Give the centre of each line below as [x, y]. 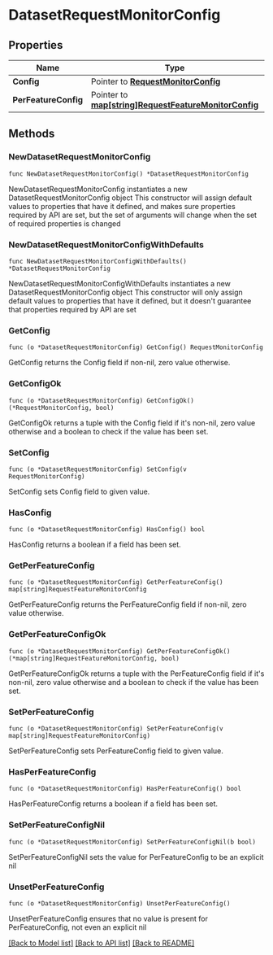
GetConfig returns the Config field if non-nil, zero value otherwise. [119, 363]
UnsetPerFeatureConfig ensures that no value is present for [108, 918]
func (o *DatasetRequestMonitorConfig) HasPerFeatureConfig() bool [125, 789]
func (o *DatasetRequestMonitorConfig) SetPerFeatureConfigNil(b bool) [132, 842]
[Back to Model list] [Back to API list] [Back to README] [102, 943]
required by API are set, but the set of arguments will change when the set [133, 215]
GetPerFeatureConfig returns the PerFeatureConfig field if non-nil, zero [128, 604]
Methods [32, 134]
